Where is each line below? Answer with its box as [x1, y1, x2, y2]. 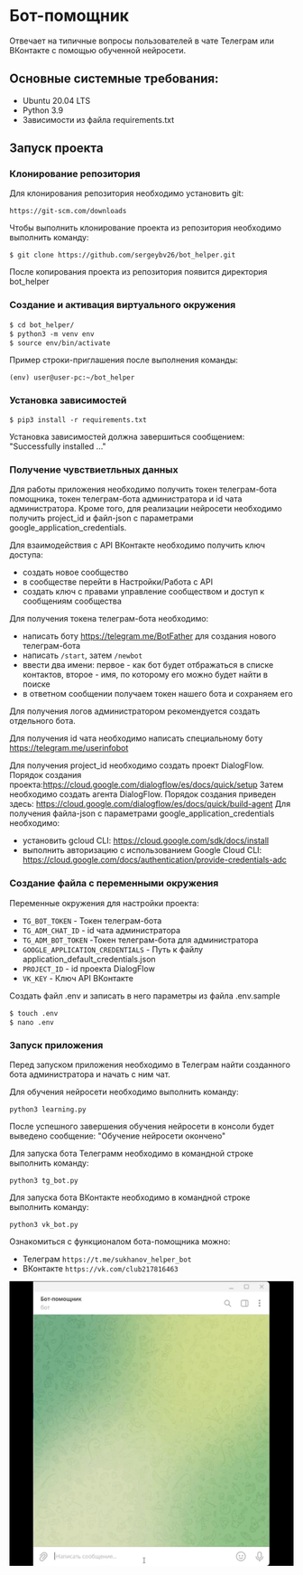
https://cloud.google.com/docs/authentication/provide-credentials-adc [22, 855, 287, 866]
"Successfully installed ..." [9, 441, 106, 452]
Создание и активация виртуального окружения [9, 299, 236, 312]
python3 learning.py [9, 1104, 87, 1114]
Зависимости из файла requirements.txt [22, 114, 175, 125]
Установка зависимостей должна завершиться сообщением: [9, 431, 245, 443]
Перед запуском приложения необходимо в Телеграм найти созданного [9, 1059, 291, 1070]
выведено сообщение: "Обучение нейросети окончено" [9, 1130, 226, 1141]
